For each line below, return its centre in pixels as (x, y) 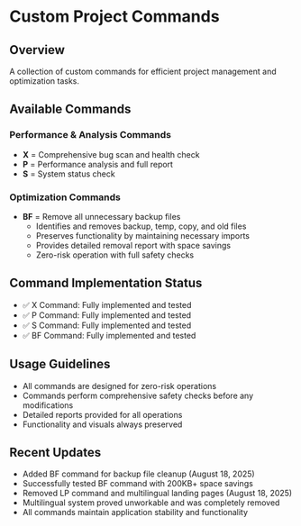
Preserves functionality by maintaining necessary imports (143, 235)
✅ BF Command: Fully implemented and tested (109, 335)
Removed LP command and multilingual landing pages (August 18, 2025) (157, 494)
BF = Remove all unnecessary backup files (101, 216)
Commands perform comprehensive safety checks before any (138, 395)
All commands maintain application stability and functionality (135, 512)
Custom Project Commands (114, 17)
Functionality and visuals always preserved (102, 424)
